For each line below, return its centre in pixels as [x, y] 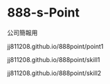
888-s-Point [43, 13]
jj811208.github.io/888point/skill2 [54, 73]
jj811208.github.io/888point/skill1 [54, 59]
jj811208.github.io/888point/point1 [55, 46]
